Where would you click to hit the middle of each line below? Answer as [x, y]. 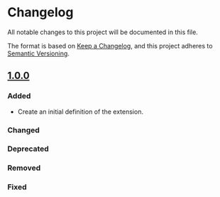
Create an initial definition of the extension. [81, 112]
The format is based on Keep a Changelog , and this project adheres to [110, 46]
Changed [24, 130]
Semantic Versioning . [38, 53]
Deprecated [28, 149]
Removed [24, 168]
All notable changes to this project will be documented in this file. [103, 32]
